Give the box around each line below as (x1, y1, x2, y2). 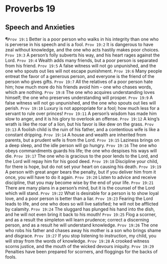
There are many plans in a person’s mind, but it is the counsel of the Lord (5, 185, 155, 190)
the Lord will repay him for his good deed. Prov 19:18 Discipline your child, (5, 158, 159, 164)
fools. (5, 254, 17, 260)
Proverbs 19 (5, 3, 56, 14)
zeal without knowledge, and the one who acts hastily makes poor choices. (5, 47, 160, 52)
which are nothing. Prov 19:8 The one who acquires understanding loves (5, 89, 155, 95)
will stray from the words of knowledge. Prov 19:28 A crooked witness (5, 238, 150, 244)
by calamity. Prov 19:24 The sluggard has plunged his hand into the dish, (5, 206, 155, 212)
